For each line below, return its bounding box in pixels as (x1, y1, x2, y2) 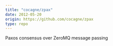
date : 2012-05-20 (5, 12, 42, 17)
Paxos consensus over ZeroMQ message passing (5, 35, 108, 41)
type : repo (5, 21, 28, 26)
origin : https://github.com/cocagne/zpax (5, 16, 94, 21)
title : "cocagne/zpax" (5, 7, 53, 12)
